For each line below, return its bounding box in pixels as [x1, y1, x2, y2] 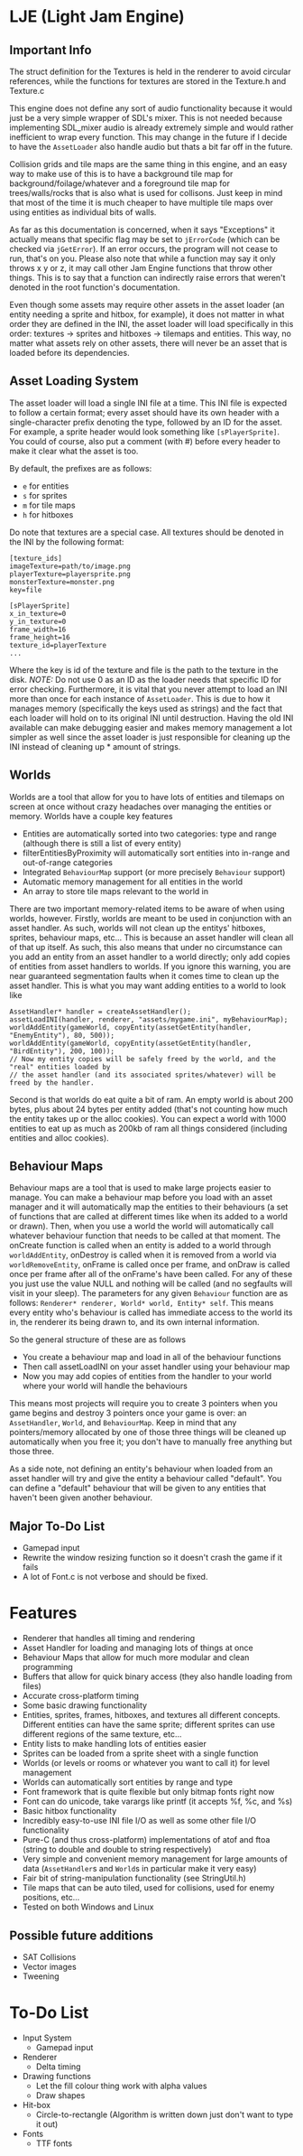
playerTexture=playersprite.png [9, 569, 131, 579]
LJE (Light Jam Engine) [9, 6, 185, 27]
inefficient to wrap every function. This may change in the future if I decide [9, 132, 288, 142]
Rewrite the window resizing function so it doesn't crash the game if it [22, 1552, 282, 1563]
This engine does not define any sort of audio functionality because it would [9, 103, 293, 114]
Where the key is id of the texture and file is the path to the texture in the [9, 664, 279, 675]
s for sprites [22, 490, 68, 500]
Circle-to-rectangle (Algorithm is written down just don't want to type [35, 2109, 294, 2120]
